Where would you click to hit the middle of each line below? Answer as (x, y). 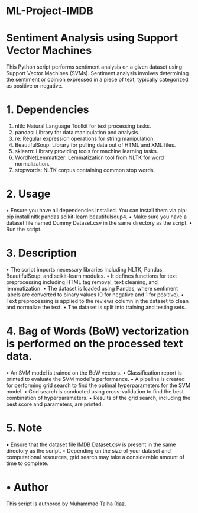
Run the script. (24, 229)
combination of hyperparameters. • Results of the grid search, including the (98, 398)
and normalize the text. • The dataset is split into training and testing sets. (96, 307)
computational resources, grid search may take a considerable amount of (95, 457)
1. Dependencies (48, 110)
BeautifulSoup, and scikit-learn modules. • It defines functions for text (92, 276)
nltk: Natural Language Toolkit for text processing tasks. (83, 126)
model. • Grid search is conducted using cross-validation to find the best (95, 391)
